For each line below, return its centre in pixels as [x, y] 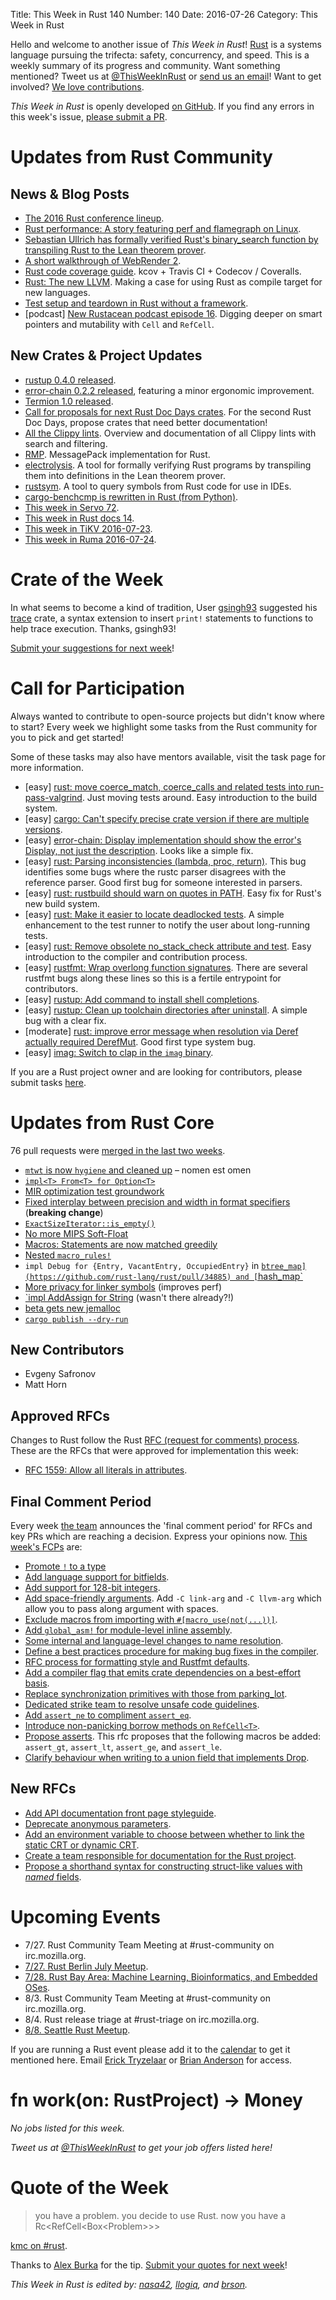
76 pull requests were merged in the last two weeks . [118, 1150]
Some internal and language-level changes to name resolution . [154, 1641]
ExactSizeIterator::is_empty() [90, 1224]
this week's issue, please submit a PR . [89, 117]
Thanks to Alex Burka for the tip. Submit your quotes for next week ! [149, 2265]
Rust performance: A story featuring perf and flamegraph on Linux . [163, 228]
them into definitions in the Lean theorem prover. [125, 475]
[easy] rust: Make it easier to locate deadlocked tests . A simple [154, 914]
